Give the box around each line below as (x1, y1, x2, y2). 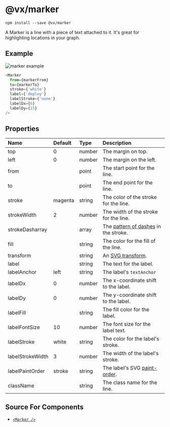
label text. (102, 327, 126, 334)
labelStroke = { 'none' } (10, 96, 56, 102)
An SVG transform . (102, 252, 147, 259)
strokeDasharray (8, 226, 48, 233)
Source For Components (5, 403, 84, 411)
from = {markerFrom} (10, 77, 49, 82)
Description (102, 140, 132, 147)
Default (53, 140, 72, 147)
